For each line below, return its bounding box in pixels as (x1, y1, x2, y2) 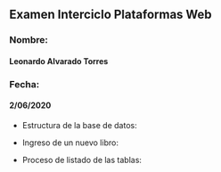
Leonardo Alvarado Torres (9, 55, 109, 66)
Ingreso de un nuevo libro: (21, 137, 119, 148)
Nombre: (9, 34, 49, 46)
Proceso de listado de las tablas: (21, 155, 143, 166)
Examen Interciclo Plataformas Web (9, 7, 212, 22)
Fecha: (9, 78, 40, 90)
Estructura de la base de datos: (21, 120, 137, 131)
